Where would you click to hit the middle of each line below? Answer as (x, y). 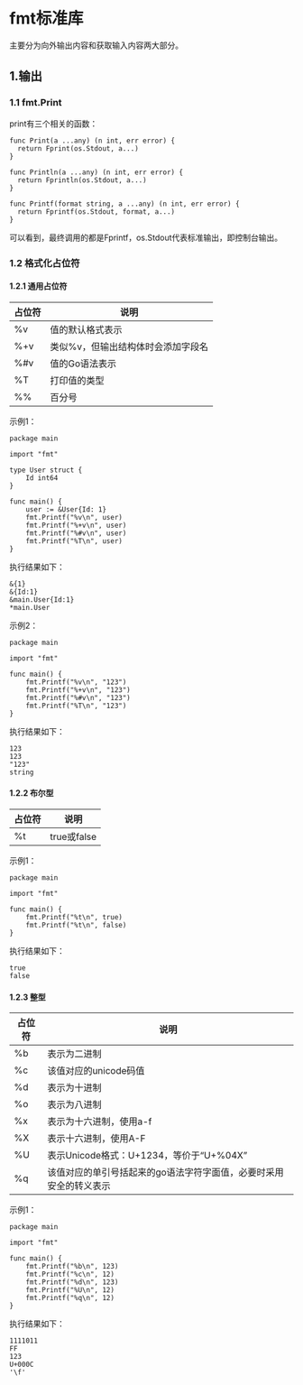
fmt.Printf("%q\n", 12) (70, 1298)
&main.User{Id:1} (42, 600)
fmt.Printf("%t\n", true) (74, 917)
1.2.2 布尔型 (32, 793)
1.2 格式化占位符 (45, 263)
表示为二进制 (74, 1054)
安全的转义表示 (79, 1186)
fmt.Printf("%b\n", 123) (72, 1267)
